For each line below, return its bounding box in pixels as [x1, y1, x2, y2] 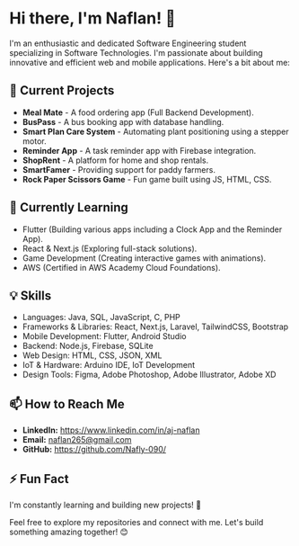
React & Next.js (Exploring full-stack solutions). [22, 243, 198, 254]
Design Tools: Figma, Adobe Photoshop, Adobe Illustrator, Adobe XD [22, 369, 277, 380]
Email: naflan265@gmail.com [22, 434, 132, 445]
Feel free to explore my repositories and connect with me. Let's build [9, 517, 264, 527]
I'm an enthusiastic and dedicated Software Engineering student [9, 38, 247, 49]
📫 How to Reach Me [9, 396, 125, 412]
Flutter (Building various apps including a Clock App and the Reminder [22, 224, 283, 235]
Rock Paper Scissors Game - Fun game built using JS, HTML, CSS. [22, 174, 272, 184]
